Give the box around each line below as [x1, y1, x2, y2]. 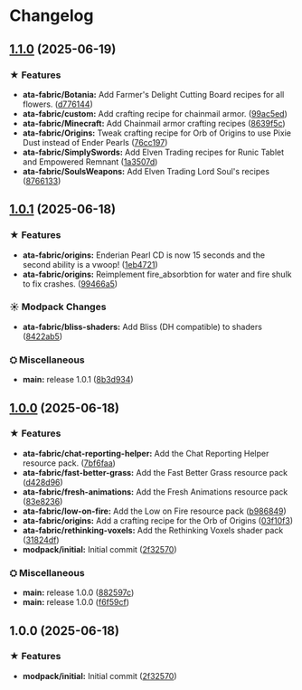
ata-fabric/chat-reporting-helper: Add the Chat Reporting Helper [22, 448, 269, 458]
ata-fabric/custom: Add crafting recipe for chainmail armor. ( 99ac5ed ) [22, 108, 288, 118]
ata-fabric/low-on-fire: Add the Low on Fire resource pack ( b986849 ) [22, 506, 287, 516]
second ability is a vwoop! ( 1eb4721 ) [22, 259, 158, 269]
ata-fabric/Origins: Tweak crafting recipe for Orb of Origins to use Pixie [22, 128, 292, 138]
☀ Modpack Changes [9, 300, 107, 313]
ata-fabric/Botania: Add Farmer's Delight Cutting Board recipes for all [22, 89, 285, 99]
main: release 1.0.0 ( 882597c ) [22, 587, 135, 598]
